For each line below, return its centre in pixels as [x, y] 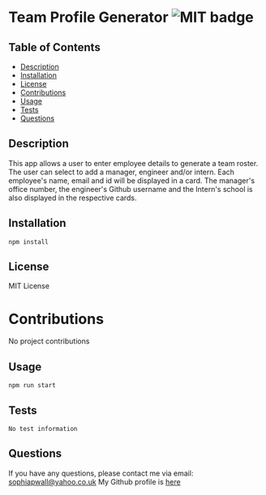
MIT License [29, 286]
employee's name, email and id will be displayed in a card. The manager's [132, 180]
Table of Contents [55, 47]
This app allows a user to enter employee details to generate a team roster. [133, 163]
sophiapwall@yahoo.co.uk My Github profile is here [94, 481]
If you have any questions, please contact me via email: [101, 473]
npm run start [32, 386]
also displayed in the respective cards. [73, 198]
